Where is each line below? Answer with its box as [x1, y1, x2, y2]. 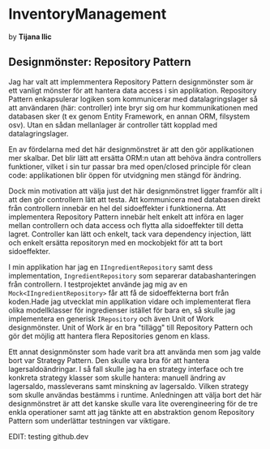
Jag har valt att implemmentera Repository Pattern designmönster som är [8, 76, 254, 86]
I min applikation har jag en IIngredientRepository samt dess [8, 261, 213, 272]
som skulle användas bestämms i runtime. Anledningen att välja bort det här [8, 390, 262, 399]
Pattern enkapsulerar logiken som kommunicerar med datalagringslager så [8, 94, 258, 104]
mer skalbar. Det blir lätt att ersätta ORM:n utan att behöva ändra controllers [8, 153, 262, 162]
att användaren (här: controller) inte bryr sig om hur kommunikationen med [8, 102, 258, 112]
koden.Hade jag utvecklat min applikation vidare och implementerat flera [8, 296, 251, 306]
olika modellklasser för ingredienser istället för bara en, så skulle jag [8, 305, 236, 315]
